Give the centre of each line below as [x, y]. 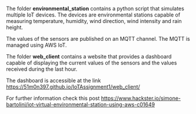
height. [15, 27]
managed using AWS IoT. [36, 45]
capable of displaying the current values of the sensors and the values [92, 63]
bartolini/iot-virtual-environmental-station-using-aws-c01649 [80, 105]
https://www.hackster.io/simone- [141, 98]
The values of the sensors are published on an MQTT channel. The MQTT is [98, 39]
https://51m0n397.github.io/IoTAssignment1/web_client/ [73, 87]
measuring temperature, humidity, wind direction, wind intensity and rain [94, 21]
